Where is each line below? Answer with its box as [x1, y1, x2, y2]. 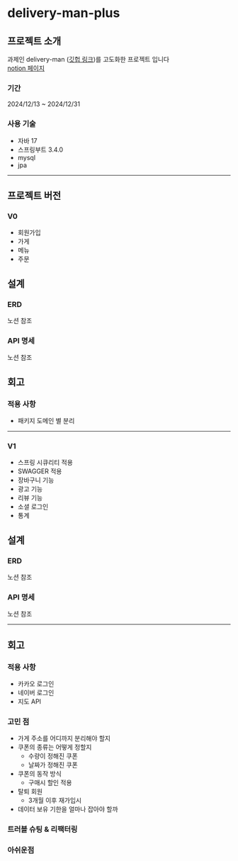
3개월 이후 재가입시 [28, 796, 82, 805]
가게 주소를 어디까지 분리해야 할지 [17, 734, 111, 743]
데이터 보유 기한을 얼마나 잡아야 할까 [17, 805, 118, 814]
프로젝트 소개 [7, 35, 62, 47]
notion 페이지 [7, 64, 45, 72]
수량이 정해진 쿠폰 [28, 752, 78, 760]
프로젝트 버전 [7, 189, 62, 201]
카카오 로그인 [17, 679, 55, 688]
